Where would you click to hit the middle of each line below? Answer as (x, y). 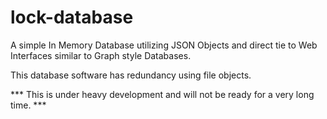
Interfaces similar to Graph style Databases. (101, 55)
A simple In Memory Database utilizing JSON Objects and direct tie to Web (164, 45)
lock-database (72, 17)
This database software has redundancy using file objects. (131, 75)
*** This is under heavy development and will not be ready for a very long (162, 94)
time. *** (28, 105)
